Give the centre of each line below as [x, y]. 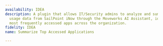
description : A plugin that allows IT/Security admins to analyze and [78, 14]
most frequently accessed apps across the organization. [68, 23]
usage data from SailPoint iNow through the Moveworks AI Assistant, [81, 18]
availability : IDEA [25, 9]
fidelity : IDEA [20, 28]
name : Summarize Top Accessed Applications [50, 32]
